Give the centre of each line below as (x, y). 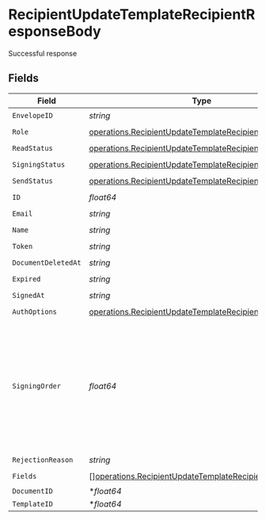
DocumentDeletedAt (47, 263)
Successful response (43, 53)
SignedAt (28, 296)
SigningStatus (39, 165)
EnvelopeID (32, 116)
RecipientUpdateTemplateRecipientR (132, 15)
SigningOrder (37, 386)
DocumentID (32, 491)
